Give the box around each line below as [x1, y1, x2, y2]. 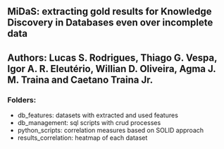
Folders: [7, 95, 37, 105]
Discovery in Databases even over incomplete [7, 17, 213, 29]
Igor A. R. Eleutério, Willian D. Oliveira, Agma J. [7, 63, 216, 75]
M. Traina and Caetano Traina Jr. [7, 73, 154, 85]
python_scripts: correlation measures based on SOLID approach [17, 126, 204, 135]
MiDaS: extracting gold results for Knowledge [7, 6, 212, 18]
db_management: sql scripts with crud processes [17, 119, 161, 127]
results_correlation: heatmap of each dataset [17, 133, 148, 142]
